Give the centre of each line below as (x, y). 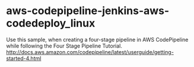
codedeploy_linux (51, 23)
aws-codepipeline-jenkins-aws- (88, 11)
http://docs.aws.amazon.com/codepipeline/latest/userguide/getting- (90, 52)
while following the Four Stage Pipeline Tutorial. (64, 46)
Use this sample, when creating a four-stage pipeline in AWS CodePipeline (97, 39)
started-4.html (24, 58)
